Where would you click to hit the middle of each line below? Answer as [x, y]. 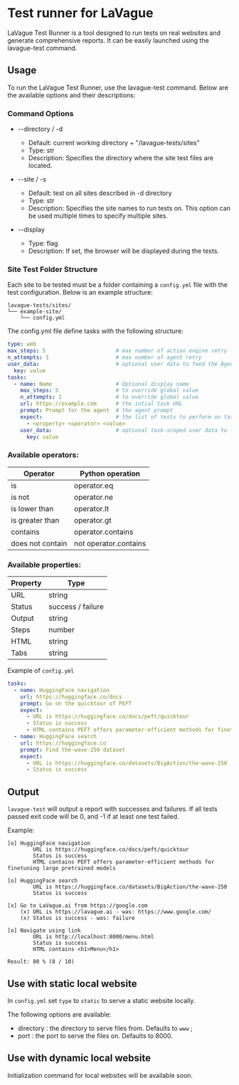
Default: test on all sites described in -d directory [100, 193]
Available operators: [43, 455]
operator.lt [91, 508]
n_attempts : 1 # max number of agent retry [105, 357]
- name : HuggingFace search [55, 737]
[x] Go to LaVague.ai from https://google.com [78, 906]
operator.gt [92, 520]
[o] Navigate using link [44, 931]
